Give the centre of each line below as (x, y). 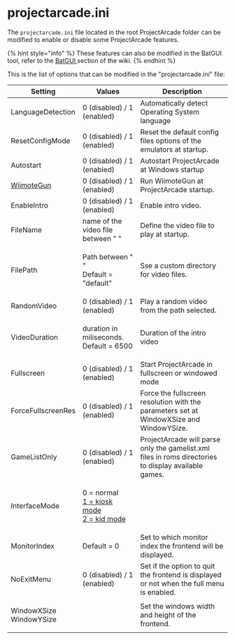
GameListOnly (34, 457)
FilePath (24, 270)
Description (182, 91)
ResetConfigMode (41, 140)
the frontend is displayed (180, 574)
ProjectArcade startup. (177, 189)
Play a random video (173, 301)
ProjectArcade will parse (180, 439)
